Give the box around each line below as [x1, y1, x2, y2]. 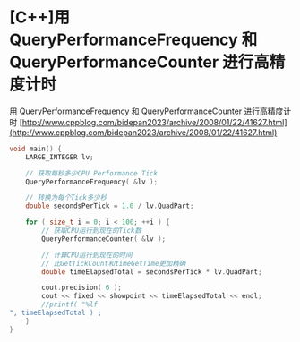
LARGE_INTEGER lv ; [25, 152, 94, 161]
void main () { [9, 144, 63, 153]
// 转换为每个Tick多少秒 [25, 193, 107, 202]
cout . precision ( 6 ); [41, 283, 123, 293]
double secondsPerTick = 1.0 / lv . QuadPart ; [25, 201, 194, 210]
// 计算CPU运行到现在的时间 [41, 251, 133, 260]
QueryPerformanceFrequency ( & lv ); [25, 177, 159, 186]
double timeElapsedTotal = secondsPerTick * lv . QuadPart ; [41, 267, 262, 277]
